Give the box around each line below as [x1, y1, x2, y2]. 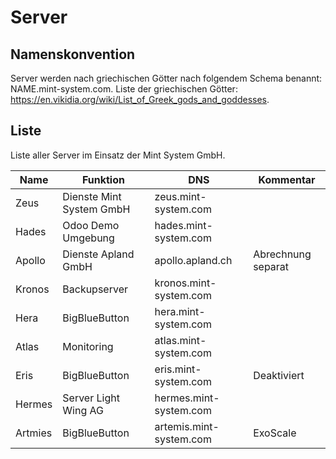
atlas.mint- [154, 333, 207, 347]
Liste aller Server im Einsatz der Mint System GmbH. [10, 149, 226, 161]
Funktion [81, 172, 125, 186]
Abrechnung [253, 247, 312, 261]
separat [253, 259, 290, 273]
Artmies [15, 426, 53, 440]
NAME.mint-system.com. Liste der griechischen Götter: [10, 83, 238, 95]
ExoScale [253, 426, 297, 440]
